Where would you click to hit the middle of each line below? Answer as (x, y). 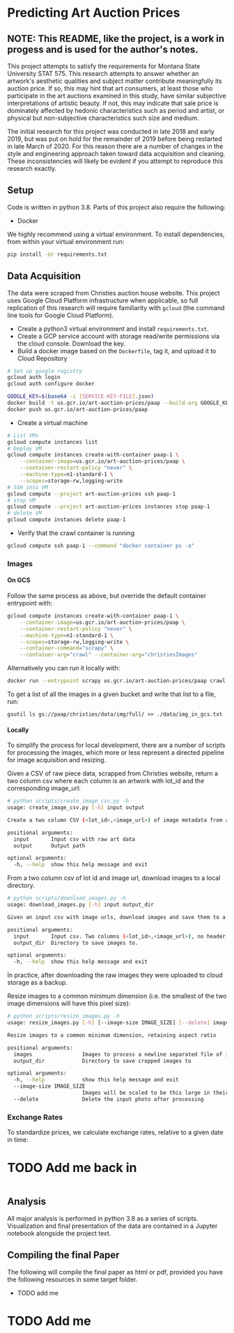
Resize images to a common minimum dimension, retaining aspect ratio (112, 1035)
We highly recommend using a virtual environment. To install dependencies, (116, 234)
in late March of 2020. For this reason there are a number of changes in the (115, 146)
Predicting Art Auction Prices (94, 13)
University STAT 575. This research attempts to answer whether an (103, 74)
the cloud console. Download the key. (71, 344)
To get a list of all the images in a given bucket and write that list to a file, (112, 694)
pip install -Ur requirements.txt (57, 254)
